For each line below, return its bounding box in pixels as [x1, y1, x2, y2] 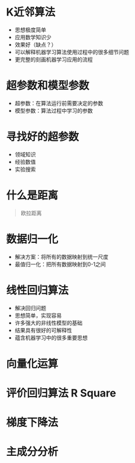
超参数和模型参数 [6, 79, 90, 93]
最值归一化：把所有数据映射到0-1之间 [14, 261, 106, 268]
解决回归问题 [14, 304, 46, 312]
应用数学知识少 [14, 33, 52, 40]
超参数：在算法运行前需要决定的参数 [14, 99, 104, 107]
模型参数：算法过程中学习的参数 [14, 107, 93, 114]
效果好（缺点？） [14, 41, 57, 48]
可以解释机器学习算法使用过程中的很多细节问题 [14, 48, 129, 55]
